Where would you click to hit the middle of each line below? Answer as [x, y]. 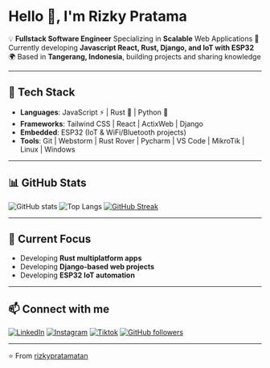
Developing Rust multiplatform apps [81, 258]
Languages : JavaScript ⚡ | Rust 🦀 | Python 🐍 [94, 112]
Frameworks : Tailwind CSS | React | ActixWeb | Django [111, 123]
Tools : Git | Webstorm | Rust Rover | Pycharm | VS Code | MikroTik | [132, 140]
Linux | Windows [47, 149]
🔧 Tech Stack [42, 93]
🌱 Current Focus [50, 239]
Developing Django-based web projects [87, 267]
